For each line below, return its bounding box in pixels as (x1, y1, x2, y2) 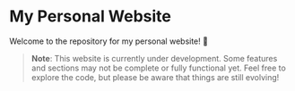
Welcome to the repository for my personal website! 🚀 (9, 36, 209, 46)
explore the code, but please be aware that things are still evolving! (30, 71, 280, 82)
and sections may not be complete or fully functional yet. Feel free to (30, 62, 287, 73)
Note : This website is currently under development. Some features (30, 53, 278, 63)
